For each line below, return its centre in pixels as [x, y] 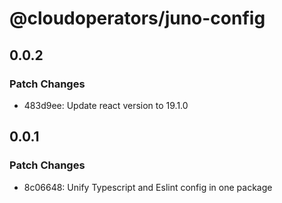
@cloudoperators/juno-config [137, 18]
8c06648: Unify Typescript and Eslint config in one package [148, 187]
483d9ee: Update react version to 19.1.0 [106, 105]
